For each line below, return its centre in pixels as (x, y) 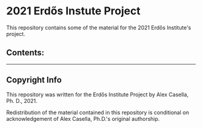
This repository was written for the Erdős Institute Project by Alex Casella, (97, 95)
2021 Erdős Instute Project (73, 11)
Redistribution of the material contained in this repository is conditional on (98, 112)
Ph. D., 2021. (22, 100)
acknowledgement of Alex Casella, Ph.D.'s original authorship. (83, 118)
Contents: (25, 53)
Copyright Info (34, 80)
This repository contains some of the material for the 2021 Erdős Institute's (99, 28)
